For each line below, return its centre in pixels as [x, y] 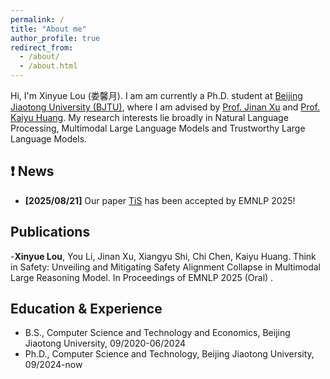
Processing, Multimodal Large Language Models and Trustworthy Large [158, 128]
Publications [50, 232]
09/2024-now [53, 365]
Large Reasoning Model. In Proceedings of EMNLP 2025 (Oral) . [142, 277]
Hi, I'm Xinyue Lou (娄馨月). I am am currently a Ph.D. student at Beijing [156, 95]
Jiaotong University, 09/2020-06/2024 [105, 343]
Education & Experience [86, 309]
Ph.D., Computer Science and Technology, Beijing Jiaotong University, [169, 354]
